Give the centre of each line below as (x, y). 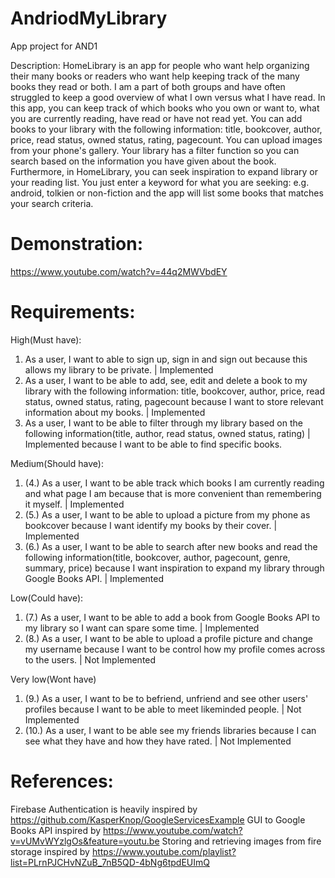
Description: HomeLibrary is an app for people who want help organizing (160, 65)
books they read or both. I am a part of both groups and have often (148, 86)
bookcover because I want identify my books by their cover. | (151, 525)
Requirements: (73, 312)
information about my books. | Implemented (115, 412)
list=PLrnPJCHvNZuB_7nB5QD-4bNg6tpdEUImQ (110, 862)
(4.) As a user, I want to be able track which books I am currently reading (174, 483)
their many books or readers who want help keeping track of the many (155, 76)
